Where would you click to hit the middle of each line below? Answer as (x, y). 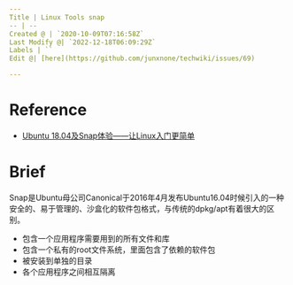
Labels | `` (31, 50)
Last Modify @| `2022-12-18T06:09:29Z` (83, 42)
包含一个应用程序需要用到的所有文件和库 (96, 238)
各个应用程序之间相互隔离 (69, 272)
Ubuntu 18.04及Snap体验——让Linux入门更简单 (108, 135)
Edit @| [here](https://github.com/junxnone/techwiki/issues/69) (132, 58)
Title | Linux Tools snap (57, 17)
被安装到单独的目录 (57, 260)
